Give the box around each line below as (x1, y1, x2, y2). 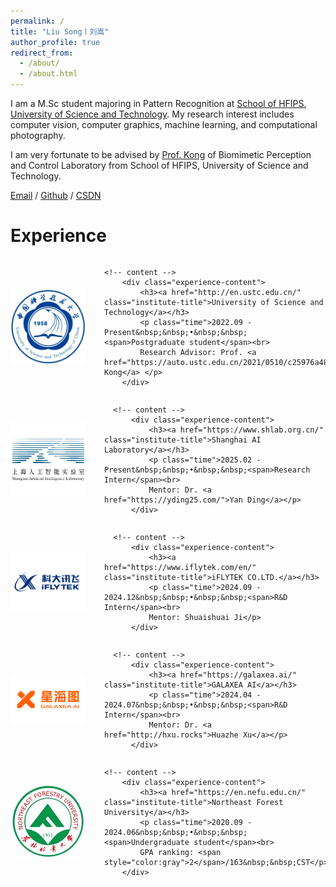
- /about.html (19, 69, 78, 79)
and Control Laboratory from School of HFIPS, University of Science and (10, 160, 309, 171)
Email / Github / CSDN (10, 190, 102, 201)
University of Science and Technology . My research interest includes (10, 108, 295, 120)
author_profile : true (10, 37, 101, 47)
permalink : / (10, 16, 65, 26)
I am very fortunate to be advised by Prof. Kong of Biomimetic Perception (10, 149, 312, 160)
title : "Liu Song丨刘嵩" (10, 26, 110, 37)
